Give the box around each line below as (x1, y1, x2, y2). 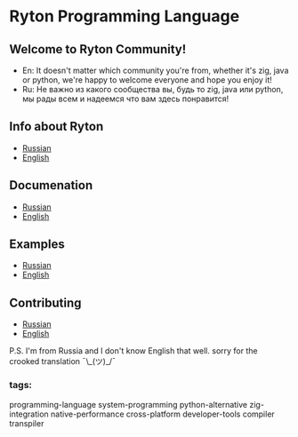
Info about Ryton (9, 119, 104, 134)
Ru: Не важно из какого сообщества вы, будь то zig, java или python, (21, 84, 284, 94)
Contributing (9, 295, 82, 310)
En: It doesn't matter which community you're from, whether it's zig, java (21, 65, 289, 75)
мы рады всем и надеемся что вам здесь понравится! (21, 93, 230, 104)
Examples (9, 237, 65, 252)
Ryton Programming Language (9, 6, 240, 27)
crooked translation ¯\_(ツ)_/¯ (9, 356, 117, 367)
